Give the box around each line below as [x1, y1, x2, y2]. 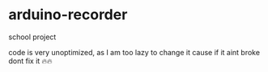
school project [8, 32, 57, 42]
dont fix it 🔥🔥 [8, 56, 53, 66]
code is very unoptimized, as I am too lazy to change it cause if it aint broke [8, 47, 261, 57]
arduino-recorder [8, 6, 128, 24]
